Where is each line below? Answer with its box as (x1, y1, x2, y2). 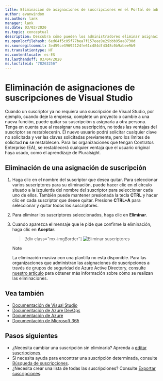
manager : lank (5, 20, 34, 26)
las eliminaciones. (12, 275, 48, 281)
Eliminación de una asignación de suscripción (5, 164, 147, 172)
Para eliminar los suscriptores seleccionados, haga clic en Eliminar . (12, 212, 147, 217)
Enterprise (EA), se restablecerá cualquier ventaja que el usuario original (5, 145, 150, 150)
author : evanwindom (5, 12, 45, 17)
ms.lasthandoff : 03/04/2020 (5, 57, 62, 62)
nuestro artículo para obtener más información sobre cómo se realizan (12, 270, 153, 276)
